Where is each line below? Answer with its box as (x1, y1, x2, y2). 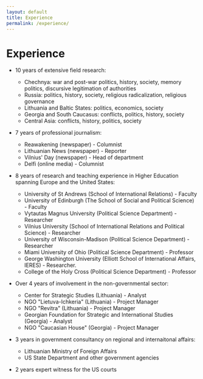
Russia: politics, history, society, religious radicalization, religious (24, 91, 187, 99)
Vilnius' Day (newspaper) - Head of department (24, 154, 144, 161)
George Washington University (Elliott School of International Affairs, (24, 255, 196, 263)
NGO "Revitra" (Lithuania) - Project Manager (24, 305, 136, 312)
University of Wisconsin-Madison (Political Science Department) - (24, 236, 190, 243)
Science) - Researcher (24, 229, 81, 236)
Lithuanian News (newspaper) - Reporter (24, 147, 127, 155)
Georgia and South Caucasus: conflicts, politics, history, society (24, 111, 185, 118)
